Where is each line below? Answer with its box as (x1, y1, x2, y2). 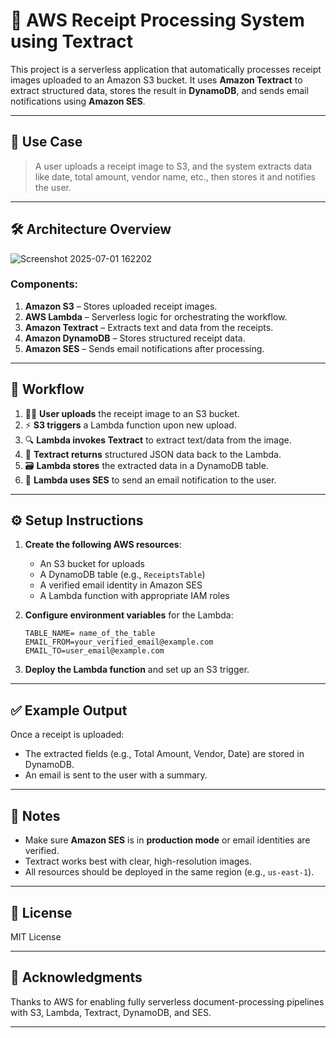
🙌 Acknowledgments (10, 969, 143, 986)
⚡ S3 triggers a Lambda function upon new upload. (24, 419, 237, 431)
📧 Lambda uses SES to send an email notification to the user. (24, 474, 277, 486)
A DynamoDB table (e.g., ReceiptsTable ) (39, 569, 206, 581)
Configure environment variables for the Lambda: (24, 609, 234, 621)
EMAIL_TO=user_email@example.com (24, 646, 165, 656)
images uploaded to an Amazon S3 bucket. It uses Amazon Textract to (10, 74, 303, 86)
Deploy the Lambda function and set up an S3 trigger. (24, 664, 250, 676)
